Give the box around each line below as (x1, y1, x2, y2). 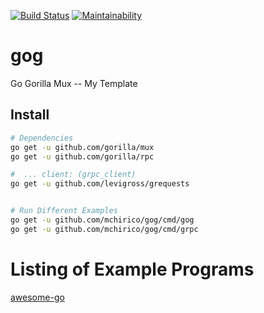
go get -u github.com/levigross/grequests (10, 179, 190, 189)
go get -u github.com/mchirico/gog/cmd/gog (10, 215, 195, 225)
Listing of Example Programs (10, 258, 255, 280)
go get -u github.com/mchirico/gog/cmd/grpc (10, 224, 199, 234)
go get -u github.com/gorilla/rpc (10, 151, 155, 162)
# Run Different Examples (10, 206, 118, 216)
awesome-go (10, 291, 65, 303)
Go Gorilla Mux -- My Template (10, 77, 138, 89)
